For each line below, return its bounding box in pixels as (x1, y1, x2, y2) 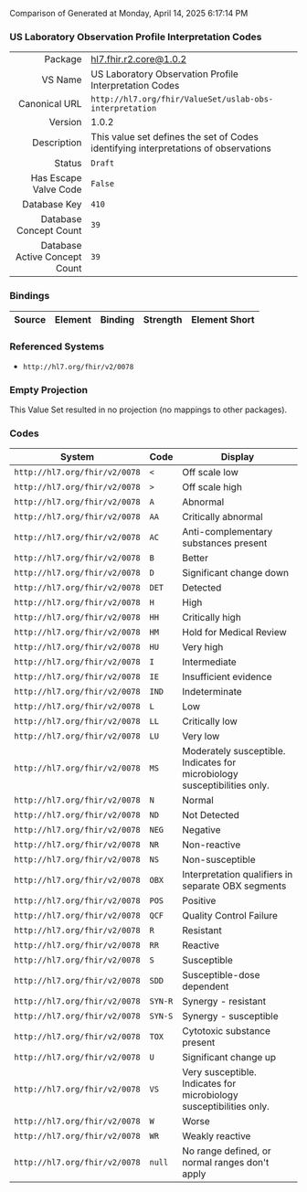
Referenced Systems (9, 340, 105, 353)
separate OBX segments (182, 879, 287, 892)
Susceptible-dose (182, 969, 260, 982)
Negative (182, 824, 221, 836)
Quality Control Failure (182, 910, 279, 922)
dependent (182, 980, 229, 993)
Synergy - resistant (182, 995, 267, 1008)
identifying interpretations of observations (90, 142, 272, 154)
